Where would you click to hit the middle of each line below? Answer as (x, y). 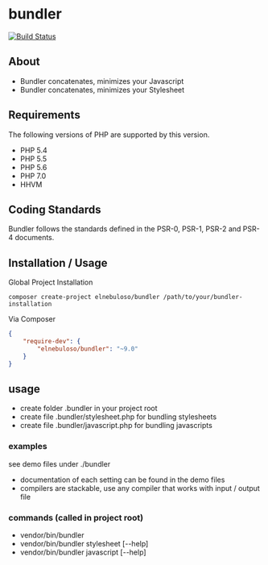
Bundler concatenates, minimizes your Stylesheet (102, 89)
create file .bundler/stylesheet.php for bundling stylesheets (118, 417)
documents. (35, 238)
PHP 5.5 (33, 159)
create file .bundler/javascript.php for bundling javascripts (116, 426)
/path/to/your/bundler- (203, 297)
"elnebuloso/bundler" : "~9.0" (88, 349)
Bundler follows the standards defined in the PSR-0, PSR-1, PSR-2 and (125, 229)
